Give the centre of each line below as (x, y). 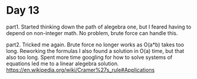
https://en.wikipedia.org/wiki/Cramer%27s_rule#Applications (80, 69)
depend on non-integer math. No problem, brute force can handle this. (92, 33)
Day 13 (23, 10)
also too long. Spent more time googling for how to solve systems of (89, 57)
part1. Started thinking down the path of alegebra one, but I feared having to (99, 27)
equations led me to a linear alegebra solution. (63, 64)
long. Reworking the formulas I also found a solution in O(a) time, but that (95, 50)
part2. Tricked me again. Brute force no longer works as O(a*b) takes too (95, 45)
